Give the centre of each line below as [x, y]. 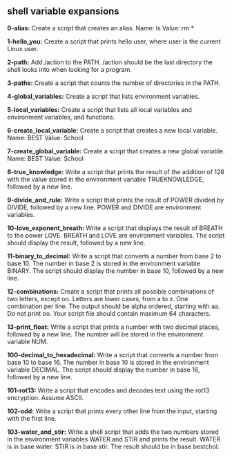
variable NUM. [28, 341]
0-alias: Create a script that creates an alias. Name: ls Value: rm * [101, 28]
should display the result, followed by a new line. [76, 243]
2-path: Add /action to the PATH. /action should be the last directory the [110, 62]
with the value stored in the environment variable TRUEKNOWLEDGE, [106, 179]
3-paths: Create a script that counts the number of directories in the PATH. [114, 83]
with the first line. [32, 418]
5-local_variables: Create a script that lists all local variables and [99, 109]
